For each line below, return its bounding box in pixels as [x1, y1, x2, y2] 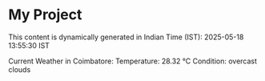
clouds [8, 64, 31, 74]
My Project [8, 6, 82, 24]
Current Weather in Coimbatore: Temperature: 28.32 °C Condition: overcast [8, 56, 258, 66]
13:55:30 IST [8, 40, 50, 50]
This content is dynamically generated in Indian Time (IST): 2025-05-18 [8, 32, 244, 42]
